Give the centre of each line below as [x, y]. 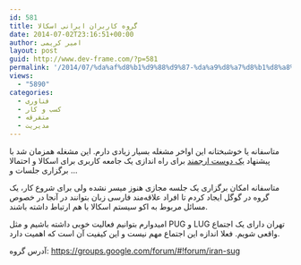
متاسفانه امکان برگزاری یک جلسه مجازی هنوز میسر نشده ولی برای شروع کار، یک [145, 188]
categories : [31, 92]
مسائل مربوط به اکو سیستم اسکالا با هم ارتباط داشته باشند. [109, 206]
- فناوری [34, 101]
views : [21, 76]
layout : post [34, 51]
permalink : [30, 68]
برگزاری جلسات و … [43, 170]
